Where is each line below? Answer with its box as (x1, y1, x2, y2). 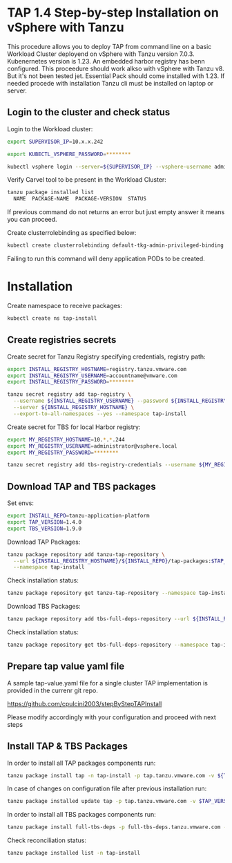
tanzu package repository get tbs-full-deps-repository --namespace (7, 641, 209, 649)
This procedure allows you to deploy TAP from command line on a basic (7, 42, 212, 50)
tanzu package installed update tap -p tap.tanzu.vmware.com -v (7, 798, 196, 805)
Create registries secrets (7, 334, 117, 346)
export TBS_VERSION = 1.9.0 (7, 525, 81, 532)
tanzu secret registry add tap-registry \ (7, 391, 131, 398)
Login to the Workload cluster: (7, 124, 93, 133)
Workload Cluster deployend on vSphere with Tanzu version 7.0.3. (7, 50, 195, 58)
